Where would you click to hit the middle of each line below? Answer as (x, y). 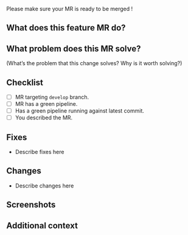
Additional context (42, 226)
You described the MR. (44, 118)
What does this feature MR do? (66, 28)
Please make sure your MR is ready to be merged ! (70, 9)
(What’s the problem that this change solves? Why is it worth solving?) (94, 63)
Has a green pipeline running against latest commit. (80, 111)
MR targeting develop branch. (52, 97)
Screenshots (31, 205)
